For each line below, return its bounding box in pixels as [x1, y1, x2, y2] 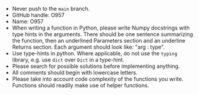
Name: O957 [11, 18, 44, 25]
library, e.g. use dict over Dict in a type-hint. [11, 57, 125, 63]
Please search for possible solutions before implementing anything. [11, 63, 180, 70]
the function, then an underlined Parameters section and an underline [11, 37, 186, 44]
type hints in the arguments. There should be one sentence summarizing [11, 31, 194, 38]
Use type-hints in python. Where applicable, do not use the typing [11, 50, 177, 57]
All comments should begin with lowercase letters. [11, 69, 138, 76]
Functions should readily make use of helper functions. [11, 82, 149, 89]
